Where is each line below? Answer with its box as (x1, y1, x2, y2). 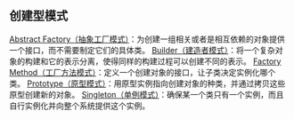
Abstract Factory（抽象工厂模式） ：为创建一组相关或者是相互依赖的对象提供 (9, 34, 285, 44)
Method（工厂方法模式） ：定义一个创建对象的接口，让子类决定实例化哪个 (9, 67, 276, 77)
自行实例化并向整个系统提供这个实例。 (9, 100, 150, 111)
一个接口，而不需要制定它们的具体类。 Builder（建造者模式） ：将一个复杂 (9, 44, 276, 55)
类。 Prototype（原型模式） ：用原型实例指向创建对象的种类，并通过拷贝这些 (9, 78, 286, 89)
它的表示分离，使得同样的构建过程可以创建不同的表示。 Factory (47, 56, 282, 67)
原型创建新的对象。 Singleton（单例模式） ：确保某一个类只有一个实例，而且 (9, 89, 284, 99)
